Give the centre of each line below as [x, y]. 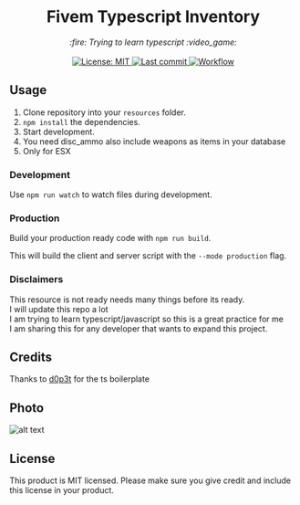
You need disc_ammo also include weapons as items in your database [154, 141]
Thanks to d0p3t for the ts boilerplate [80, 379]
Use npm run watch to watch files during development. [111, 195]
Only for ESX [47, 151]
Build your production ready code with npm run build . [110, 238]
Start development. [59, 132]
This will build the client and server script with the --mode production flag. [148, 256]
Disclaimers [36, 279]
